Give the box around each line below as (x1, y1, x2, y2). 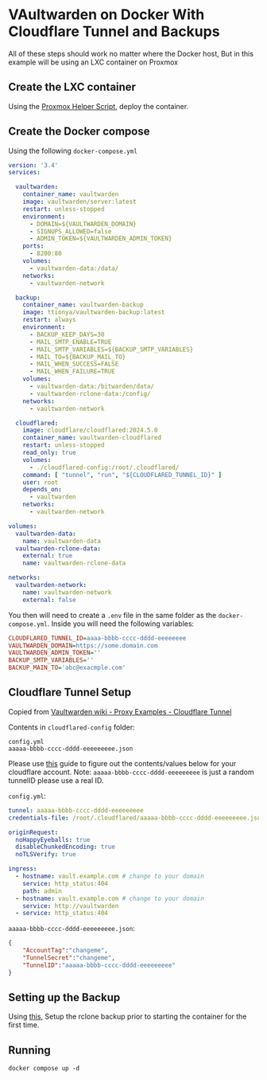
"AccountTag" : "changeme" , (22, 946, 109, 955)
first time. (8, 1020, 40, 1030)
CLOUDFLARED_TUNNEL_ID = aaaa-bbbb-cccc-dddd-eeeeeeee (8, 634, 187, 642)
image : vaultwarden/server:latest (22, 198, 137, 206)
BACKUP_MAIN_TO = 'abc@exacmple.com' (8, 663, 126, 672)
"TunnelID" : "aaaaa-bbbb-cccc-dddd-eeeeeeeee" (22, 961, 176, 969)
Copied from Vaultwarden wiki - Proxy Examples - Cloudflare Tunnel (8, 706, 232, 716)
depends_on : (22, 486, 62, 494)
